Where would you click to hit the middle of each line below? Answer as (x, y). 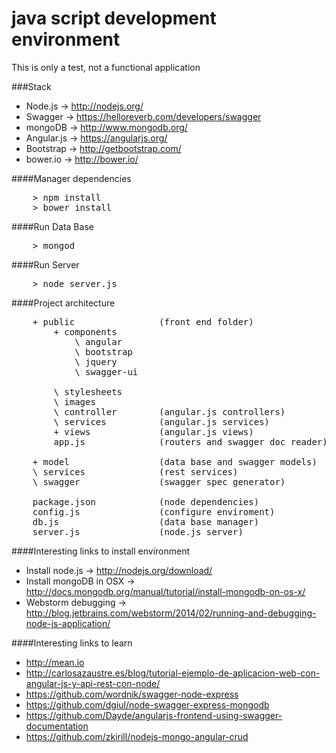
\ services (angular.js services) (162, 421)
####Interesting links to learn (72, 643)
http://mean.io (55, 662)
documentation (57, 726)
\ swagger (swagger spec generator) (159, 481)
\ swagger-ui (106, 371)
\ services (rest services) (135, 471)
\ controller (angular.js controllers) (169, 411)
